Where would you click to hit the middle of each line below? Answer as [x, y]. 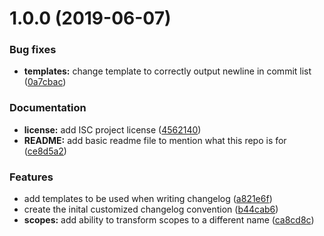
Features [31, 177]
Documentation [48, 108]
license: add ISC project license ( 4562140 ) [112, 129]
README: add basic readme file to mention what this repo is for [155, 140]
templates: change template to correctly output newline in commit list [167, 71]
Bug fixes [33, 50]
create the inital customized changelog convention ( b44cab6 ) [151, 209]
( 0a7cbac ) [45, 82]
